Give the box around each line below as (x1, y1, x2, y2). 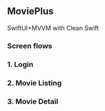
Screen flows (7, 41, 52, 50)
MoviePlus (7, 6, 54, 17)
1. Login (7, 59, 34, 69)
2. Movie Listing (7, 78, 62, 88)
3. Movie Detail (7, 97, 59, 106)
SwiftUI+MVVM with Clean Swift (7, 23, 99, 32)
